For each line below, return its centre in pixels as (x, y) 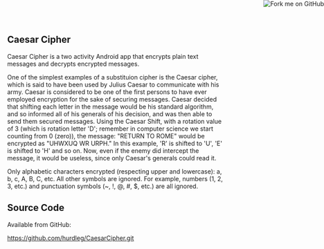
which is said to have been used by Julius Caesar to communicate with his (113, 84)
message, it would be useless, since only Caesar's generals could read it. (112, 158)
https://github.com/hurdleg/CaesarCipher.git (71, 238)
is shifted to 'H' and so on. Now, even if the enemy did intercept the (103, 150)
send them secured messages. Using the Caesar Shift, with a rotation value (115, 121)
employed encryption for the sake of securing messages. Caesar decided (112, 99)
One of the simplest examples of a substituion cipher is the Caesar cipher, (112, 77)
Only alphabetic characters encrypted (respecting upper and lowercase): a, (115, 171)
